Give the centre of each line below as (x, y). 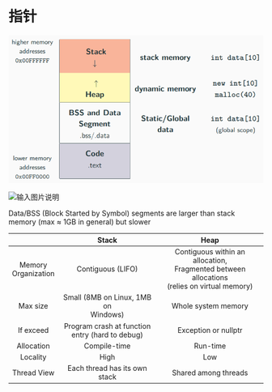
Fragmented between (210, 269)
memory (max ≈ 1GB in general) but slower (80, 222)
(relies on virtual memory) (210, 286)
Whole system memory (210, 306)
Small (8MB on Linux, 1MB (108, 297)
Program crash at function (107, 326)
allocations (210, 278)
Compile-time (107, 346)
